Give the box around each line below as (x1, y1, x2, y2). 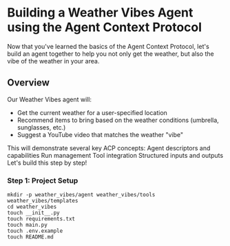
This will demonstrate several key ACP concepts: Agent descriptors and (7, 143, 211, 152)
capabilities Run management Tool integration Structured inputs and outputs (7, 151, 224, 159)
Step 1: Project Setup (7, 176, 79, 185)
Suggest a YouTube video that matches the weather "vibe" (17, 130, 184, 139)
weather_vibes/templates (7, 198, 79, 205)
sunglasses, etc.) (17, 123, 66, 132)
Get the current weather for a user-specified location (17, 108, 167, 116)
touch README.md (7, 234, 54, 240)
